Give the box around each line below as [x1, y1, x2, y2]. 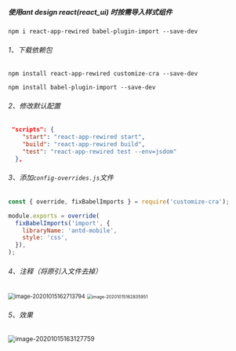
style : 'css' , [22, 234, 68, 242]
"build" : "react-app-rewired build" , [22, 141, 146, 148]
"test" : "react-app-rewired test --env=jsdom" [22, 148, 177, 155]
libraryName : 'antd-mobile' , [22, 226, 118, 235]
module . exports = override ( [8, 212, 100, 220]
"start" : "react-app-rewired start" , [22, 133, 146, 141]
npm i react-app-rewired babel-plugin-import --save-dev [8, 27, 198, 35]
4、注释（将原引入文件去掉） [8, 266, 103, 276]
